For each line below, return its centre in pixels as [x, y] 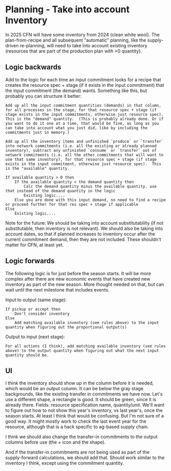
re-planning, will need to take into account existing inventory [83, 45]
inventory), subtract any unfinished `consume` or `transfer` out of [81, 150]
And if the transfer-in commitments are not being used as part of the [78, 452]
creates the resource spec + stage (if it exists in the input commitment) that [85, 85]
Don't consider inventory [42, 314]
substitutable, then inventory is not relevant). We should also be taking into [84, 228]
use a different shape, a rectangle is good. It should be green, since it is [81, 400]
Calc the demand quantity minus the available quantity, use [90, 186]
